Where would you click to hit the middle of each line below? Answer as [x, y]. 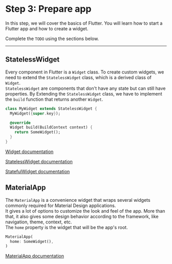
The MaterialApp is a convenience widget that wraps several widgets [78, 200]
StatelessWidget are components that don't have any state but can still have [85, 88]
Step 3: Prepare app [48, 9]
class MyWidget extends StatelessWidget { [51, 108]
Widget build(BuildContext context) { [51, 127]
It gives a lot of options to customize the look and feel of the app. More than [85, 211]
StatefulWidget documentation [38, 171]
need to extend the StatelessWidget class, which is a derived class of [79, 77]
